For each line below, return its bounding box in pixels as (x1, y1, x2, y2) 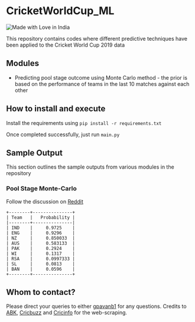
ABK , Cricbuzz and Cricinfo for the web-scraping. (6, 309, 128, 316)
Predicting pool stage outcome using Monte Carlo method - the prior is (14, 74, 188, 81)
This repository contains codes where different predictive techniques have (6, 35, 188, 42)
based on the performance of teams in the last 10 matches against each (14, 80, 190, 87)
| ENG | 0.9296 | (6, 230, 76, 236)
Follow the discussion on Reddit (6, 198, 84, 205)
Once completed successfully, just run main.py (6, 131, 120, 138)
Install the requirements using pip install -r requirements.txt (6, 119, 162, 126)
